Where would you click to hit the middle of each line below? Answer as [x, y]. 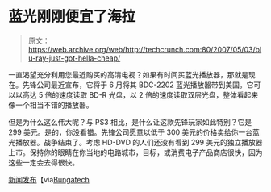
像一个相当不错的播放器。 [51, 105]
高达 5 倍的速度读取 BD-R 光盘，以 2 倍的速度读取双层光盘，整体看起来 [140, 94]
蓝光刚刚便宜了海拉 [72, 17]
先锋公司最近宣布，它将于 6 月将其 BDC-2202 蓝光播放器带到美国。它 [138, 85]
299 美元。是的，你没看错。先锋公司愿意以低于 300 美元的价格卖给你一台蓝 [134, 132]
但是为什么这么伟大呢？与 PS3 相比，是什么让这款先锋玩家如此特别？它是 [130, 122]
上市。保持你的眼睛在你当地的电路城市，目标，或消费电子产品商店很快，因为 [135, 152]
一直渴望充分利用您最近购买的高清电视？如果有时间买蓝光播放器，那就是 [128, 74]
